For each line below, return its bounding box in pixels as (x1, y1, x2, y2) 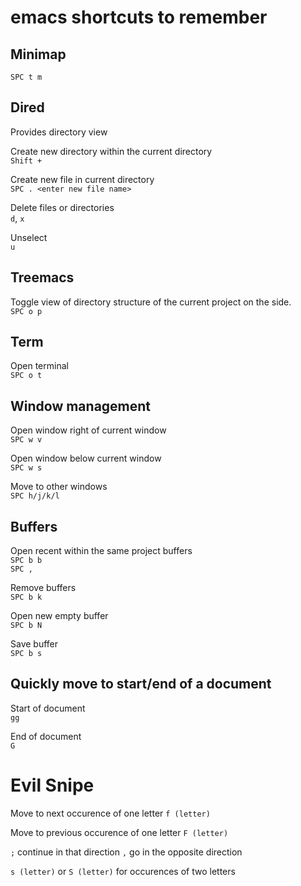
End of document (10, 730, 82, 742)
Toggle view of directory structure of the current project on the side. (10, 296, 292, 308)
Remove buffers (10, 582, 77, 594)
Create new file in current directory (10, 173, 155, 185)
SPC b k (10, 592, 43, 603)
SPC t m (10, 72, 43, 82)
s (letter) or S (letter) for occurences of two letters (10, 865, 236, 877)
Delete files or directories (10, 201, 115, 213)
